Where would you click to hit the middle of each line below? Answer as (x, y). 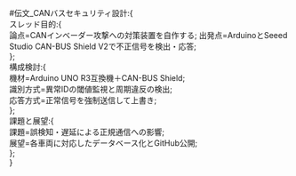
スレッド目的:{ (36, 24)
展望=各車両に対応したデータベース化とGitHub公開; (104, 143)
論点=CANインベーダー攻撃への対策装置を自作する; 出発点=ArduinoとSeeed (148, 35)
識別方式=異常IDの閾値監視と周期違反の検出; (91, 89)
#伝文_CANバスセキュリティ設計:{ (71, 13)
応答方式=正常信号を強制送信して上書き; (83, 100)
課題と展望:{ (32, 121)
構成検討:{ (28, 67)
